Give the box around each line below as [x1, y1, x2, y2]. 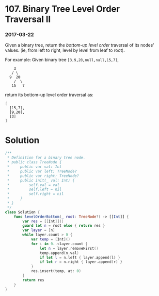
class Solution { [5, 210, 40, 215]
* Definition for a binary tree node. [7, 155, 86, 160]
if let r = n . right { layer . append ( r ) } [39, 259, 123, 264]
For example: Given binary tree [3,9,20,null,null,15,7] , [5, 57, 119, 63]
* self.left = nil [7, 187, 62, 192]
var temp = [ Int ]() [31, 237, 70, 242]
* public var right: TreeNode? [7, 173, 79, 178]
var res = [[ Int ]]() [22, 218, 64, 224]
